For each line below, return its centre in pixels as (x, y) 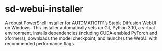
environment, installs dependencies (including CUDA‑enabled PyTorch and (81, 33)
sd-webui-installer (44, 9)
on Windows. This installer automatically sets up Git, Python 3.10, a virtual (80, 27)
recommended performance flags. (40, 43)
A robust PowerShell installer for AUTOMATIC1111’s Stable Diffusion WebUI (81, 23)
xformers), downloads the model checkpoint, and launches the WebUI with (81, 38)
